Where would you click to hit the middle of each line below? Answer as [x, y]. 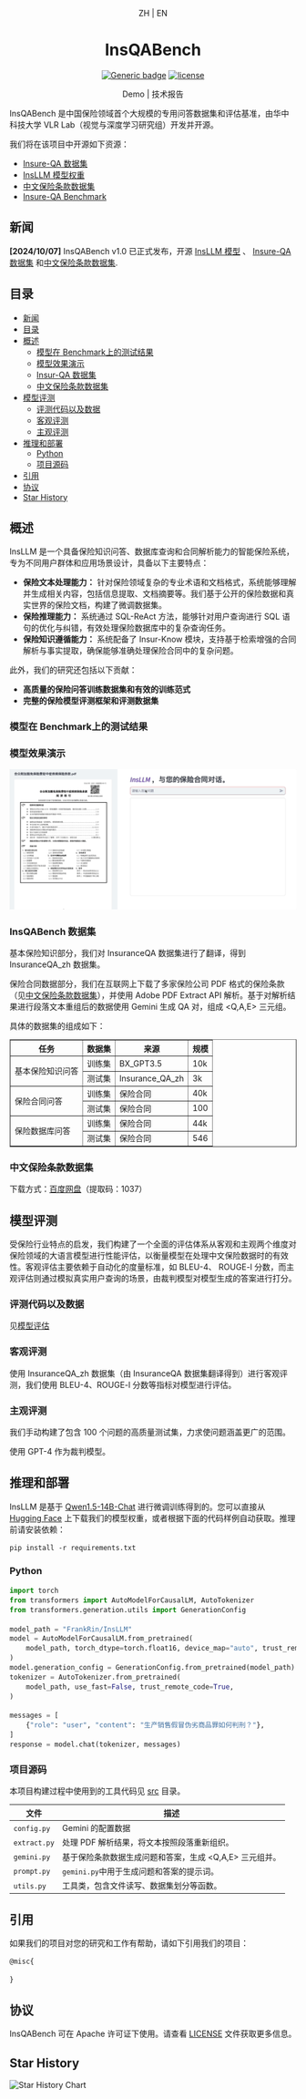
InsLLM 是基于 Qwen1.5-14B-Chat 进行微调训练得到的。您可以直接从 [138, 1507]
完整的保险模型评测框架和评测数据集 [91, 701]
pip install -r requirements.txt [73, 1548]
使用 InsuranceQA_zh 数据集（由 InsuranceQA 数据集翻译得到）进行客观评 [149, 1373]
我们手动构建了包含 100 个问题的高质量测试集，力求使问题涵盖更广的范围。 [150, 1432]
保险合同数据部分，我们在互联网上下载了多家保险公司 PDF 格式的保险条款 [147, 984]
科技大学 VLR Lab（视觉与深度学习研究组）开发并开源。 [114, 124]
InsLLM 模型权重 [53, 175]
